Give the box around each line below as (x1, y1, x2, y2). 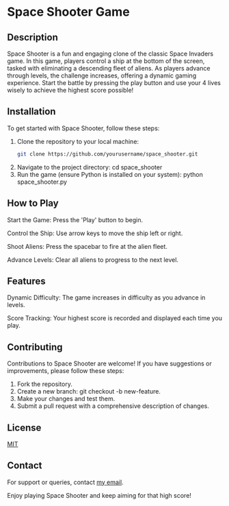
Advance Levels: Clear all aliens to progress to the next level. (7, 255, 179, 264)
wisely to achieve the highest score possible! (7, 86, 134, 94)
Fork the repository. (16, 380, 73, 388)
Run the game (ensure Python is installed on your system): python (16, 170, 204, 178)
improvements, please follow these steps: (7, 367, 124, 375)
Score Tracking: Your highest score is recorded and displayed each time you (7, 314, 223, 322)
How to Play (7, 197, 59, 209)
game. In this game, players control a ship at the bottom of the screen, (7, 57, 205, 65)
